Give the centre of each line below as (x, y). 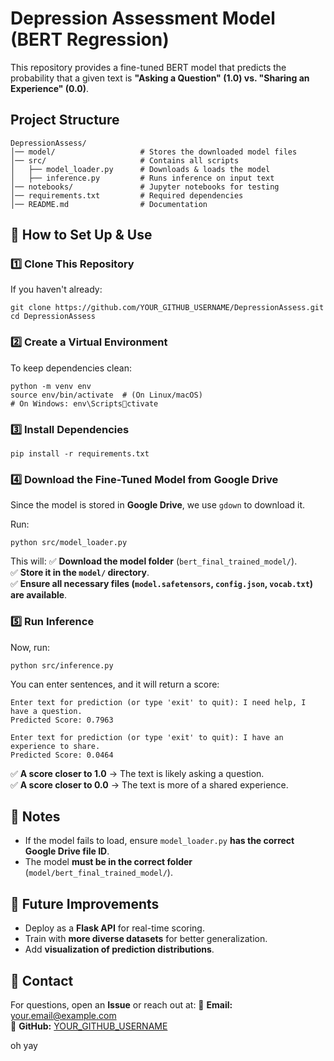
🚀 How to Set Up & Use (81, 235)
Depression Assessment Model (143, 18)
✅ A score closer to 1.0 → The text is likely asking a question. (137, 773)
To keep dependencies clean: (71, 368)
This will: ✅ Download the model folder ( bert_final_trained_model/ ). (154, 561)
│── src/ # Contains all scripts (125, 160)
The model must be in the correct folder (108, 862)
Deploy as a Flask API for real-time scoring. (114, 928)
